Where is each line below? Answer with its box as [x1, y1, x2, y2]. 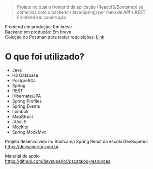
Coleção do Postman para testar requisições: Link [5, 34, 105, 40]
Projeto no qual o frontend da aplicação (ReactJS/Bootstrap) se [16, 4, 144, 10]
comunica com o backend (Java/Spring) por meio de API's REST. [16, 9, 147, 15]
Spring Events [12, 103, 40, 109]
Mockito [12, 124, 29, 130]
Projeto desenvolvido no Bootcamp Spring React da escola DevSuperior [5, 138, 149, 144]
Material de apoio [5, 153, 40, 159]
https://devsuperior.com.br [5, 143, 59, 150]
